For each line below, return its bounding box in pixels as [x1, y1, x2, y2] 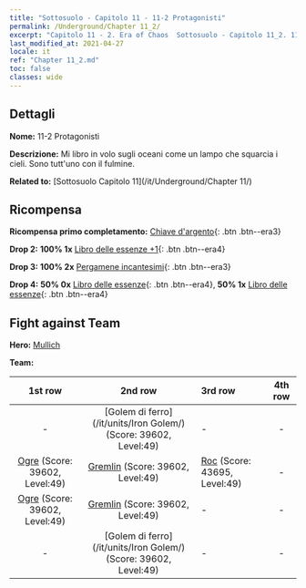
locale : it [9, 47, 51, 57]
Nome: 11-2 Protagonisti [9, 130, 100, 141]
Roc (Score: [200, 455, 252, 468]
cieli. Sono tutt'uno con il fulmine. [9, 158, 135, 169]
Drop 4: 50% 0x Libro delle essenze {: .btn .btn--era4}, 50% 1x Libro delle [9, 279, 289, 290]
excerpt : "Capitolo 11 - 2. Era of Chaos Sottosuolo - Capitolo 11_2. [9, 30, 287, 39]
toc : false [9, 65, 51, 74]
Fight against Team [9, 315, 121, 331]
